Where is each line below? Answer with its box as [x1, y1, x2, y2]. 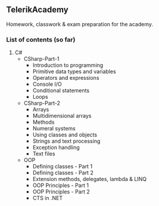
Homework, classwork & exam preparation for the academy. [6, 20, 154, 27]
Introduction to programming [32, 62, 104, 69]
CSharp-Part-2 [23, 99, 61, 107]
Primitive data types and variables [32, 68, 116, 75]
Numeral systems [32, 125, 76, 132]
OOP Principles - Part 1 [32, 182, 89, 189]
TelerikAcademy [6, 5, 68, 15]
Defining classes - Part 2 [32, 169, 93, 176]
